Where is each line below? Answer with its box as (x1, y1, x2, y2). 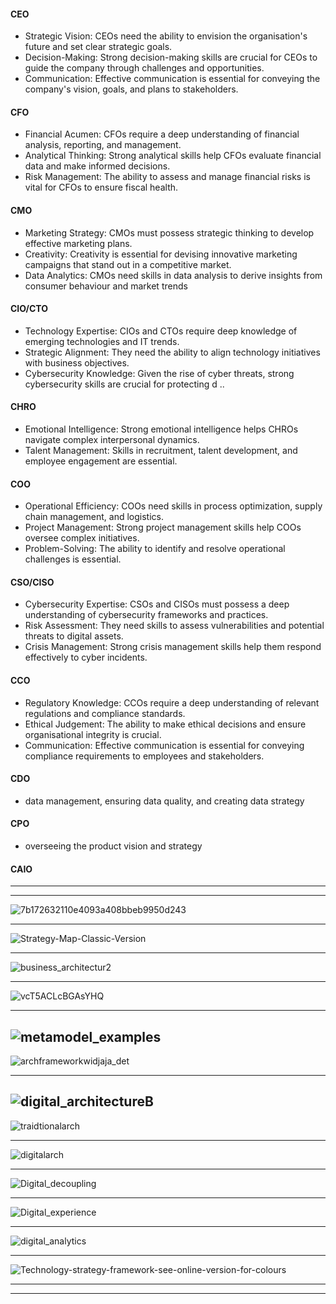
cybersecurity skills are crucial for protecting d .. (24, 378, 225, 390)
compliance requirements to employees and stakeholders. (24, 750, 265, 762)
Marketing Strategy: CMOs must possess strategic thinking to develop (24, 226, 315, 239)
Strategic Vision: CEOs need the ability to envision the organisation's (24, 30, 308, 42)
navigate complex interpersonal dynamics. (24, 434, 200, 446)
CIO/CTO (10, 303, 48, 315)
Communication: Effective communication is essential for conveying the (24, 73, 321, 85)
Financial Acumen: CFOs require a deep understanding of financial (24, 128, 300, 140)
